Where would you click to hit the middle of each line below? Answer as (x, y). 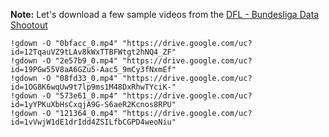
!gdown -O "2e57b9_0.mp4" (64, 61)
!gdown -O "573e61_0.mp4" (64, 96)
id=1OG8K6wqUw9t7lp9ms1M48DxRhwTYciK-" (93, 87)
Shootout (29, 25)
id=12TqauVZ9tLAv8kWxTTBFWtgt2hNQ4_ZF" (93, 52)
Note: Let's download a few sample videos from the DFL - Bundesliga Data (165, 14)
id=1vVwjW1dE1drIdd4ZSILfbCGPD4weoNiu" (93, 122)
